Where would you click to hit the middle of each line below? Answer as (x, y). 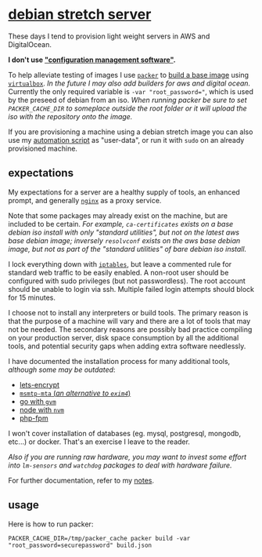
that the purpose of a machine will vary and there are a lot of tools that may (129, 321)
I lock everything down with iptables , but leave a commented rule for (120, 264)
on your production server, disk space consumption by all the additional (124, 337)
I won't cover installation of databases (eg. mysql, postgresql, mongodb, (124, 433)
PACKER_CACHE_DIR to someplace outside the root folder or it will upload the (127, 108)
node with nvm (42, 410)
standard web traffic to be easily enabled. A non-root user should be (118, 272)
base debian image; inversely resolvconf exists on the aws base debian (124, 240)
